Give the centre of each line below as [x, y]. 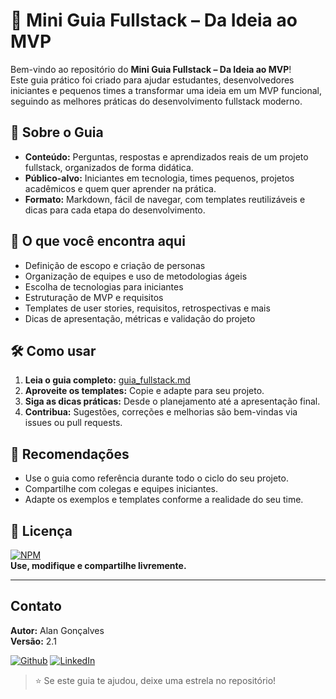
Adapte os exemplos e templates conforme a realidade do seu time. [164, 500]
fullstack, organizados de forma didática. [109, 167]
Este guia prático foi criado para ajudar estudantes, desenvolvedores [152, 80]
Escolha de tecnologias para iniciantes [104, 286]
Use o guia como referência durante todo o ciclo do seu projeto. [156, 478]
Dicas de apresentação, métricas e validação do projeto [140, 318]
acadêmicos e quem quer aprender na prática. [120, 188]
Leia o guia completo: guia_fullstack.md [107, 380]
